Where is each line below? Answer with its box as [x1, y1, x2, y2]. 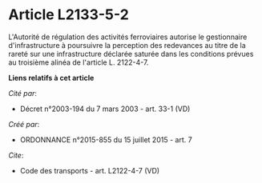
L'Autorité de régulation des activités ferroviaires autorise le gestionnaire [8, 32, 248, 42]
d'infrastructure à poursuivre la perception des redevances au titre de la [8, 40, 246, 50]
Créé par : [8, 119, 40, 129]
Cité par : [8, 88, 38, 97]
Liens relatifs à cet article [8, 73, 95, 82]
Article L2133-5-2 [8, 6, 130, 24]
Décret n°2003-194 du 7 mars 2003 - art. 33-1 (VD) [19, 104, 191, 113]
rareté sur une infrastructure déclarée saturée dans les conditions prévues [8, 49, 254, 58]
